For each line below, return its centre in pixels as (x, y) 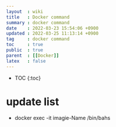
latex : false (26, 61)
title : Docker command (38, 17)
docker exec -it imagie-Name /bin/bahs (62, 118)
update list (33, 102)
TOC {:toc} (28, 78)
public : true (25, 50)
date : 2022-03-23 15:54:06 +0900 (52, 28)
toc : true (25, 45)
